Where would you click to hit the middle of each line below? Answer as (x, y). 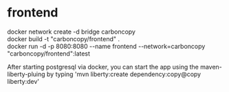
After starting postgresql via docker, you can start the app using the (103, 67)
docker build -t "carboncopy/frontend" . (64, 38)
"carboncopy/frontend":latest (49, 54)
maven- (211, 67)
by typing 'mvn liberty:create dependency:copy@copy (124, 74)
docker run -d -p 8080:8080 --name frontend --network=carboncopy (106, 46)
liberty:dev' (23, 81)
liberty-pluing (26, 74)
